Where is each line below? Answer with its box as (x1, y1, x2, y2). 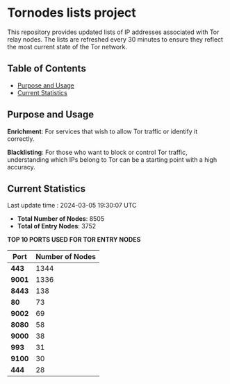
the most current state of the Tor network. (7, 42, 127, 51)
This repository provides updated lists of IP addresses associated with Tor (7, 28, 220, 36)
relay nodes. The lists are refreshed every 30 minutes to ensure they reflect (7, 35, 224, 43)
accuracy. (7, 162, 36, 171)
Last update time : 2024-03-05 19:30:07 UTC (7, 201, 137, 210)
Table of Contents (7, 62, 87, 74)
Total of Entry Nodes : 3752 (17, 222, 97, 231)
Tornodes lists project (7, 5, 137, 21)
